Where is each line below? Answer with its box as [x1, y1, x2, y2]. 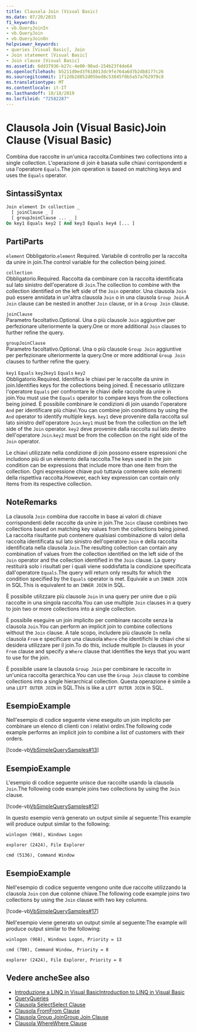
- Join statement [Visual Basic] [6, 52, 88, 58]
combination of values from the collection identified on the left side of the [6, 550, 184, 557]
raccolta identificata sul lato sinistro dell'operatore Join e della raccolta [6, 538, 178, 545]
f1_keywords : [6, 19, 38, 25]
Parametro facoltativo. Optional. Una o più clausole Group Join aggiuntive [6, 345, 182, 352]
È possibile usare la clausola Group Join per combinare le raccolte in [6, 665, 171, 672]
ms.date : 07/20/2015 [6, 14, 57, 20]
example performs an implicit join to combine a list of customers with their [6, 729, 185, 736]
